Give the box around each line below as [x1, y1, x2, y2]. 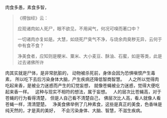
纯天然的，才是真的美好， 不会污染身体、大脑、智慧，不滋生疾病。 [5, 107, 145, 113]
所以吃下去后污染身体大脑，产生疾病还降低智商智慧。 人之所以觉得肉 [14, 76, 159, 82]
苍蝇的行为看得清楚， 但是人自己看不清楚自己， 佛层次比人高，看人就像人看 [5, 95, 161, 101]
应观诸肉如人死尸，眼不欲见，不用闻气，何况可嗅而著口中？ [17, 25, 140, 31]
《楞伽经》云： [17, 15, 48, 21]
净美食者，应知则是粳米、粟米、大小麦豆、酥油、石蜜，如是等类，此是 [17, 53, 162, 59]
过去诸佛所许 [17, 59, 44, 65]
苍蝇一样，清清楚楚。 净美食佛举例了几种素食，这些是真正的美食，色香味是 [5, 101, 162, 107]
